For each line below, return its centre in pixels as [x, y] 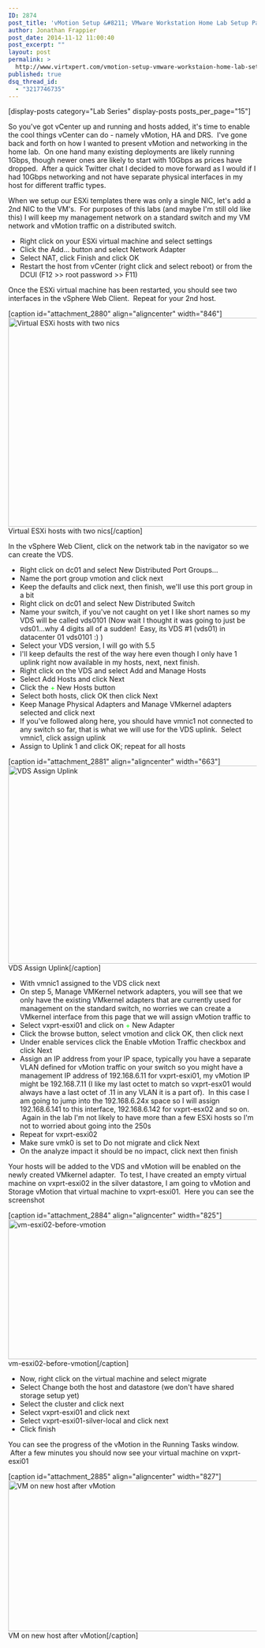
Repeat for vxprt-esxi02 [58, 1134]
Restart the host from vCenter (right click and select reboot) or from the [136, 266]
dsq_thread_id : [33, 81]
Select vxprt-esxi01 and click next [75, 1413]
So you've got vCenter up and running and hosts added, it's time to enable [129, 126]
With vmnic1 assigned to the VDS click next [90, 984]
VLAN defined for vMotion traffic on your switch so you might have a [131, 1067]
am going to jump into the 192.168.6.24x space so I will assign [119, 1101]
